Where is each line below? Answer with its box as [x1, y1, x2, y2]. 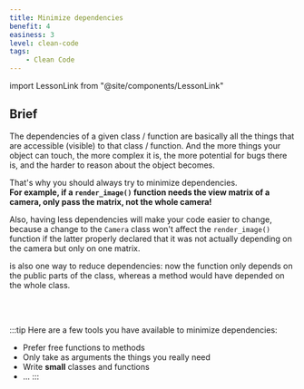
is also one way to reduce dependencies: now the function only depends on [9, 260, 293, 271]
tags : [9, 47, 30, 56]
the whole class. [9, 279, 71, 290]
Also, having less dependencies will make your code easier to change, [9, 214, 272, 225]
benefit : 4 [9, 22, 51, 31]
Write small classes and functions [22, 361, 150, 372]
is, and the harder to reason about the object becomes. [9, 160, 216, 170]
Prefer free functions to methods [22, 342, 145, 353]
